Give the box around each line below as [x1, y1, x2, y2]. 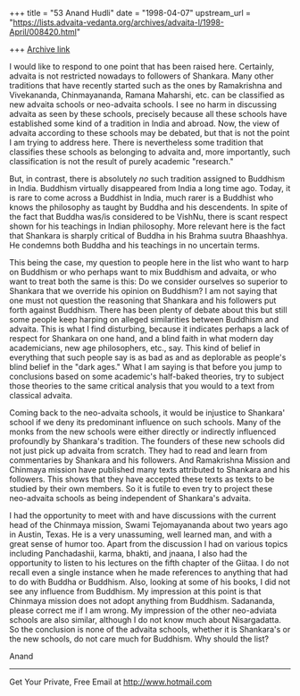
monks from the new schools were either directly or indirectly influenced [9, 426, 277, 437]
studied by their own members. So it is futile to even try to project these [9, 483, 273, 494]
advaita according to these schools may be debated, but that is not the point [9, 128, 290, 138]
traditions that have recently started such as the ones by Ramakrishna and [9, 80, 283, 90]
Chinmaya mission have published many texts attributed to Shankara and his [9, 465, 290, 474]
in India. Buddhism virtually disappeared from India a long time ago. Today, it [9, 183, 291, 193]
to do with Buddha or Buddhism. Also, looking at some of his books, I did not [9, 576, 291, 587]
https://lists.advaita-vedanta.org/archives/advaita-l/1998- [12, 17, 225, 28]
